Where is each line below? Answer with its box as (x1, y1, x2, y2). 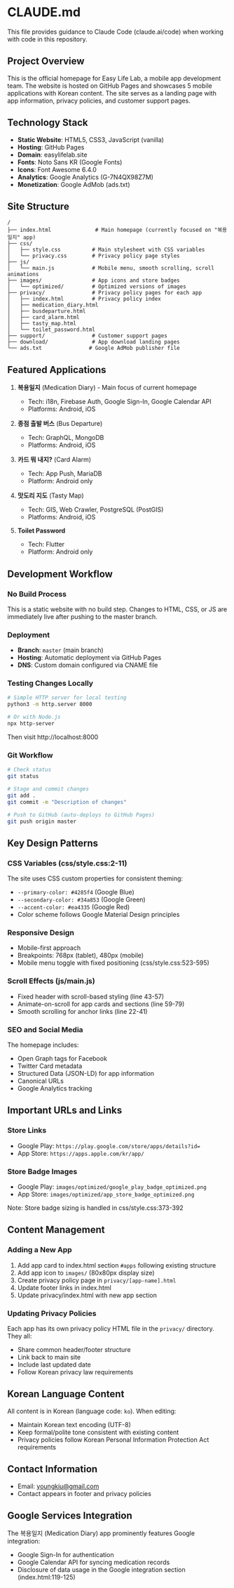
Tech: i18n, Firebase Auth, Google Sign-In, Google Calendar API (27, 398, 212, 406)
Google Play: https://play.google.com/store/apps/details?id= (17, 1141, 201, 1150)
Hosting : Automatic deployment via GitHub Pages (17, 653, 162, 662)
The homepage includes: (7, 1041, 79, 1049)
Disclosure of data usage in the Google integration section (17, 1566, 186, 1574)
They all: (7, 1332, 32, 1340)
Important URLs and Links (7, 1105, 123, 1117)
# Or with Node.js (7, 714, 61, 721)
